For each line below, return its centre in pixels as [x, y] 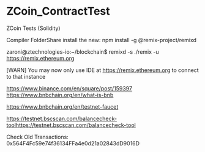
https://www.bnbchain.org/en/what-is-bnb [60, 95]
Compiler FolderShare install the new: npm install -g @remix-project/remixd [102, 40]
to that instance [26, 76]
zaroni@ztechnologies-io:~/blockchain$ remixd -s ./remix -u [83, 52]
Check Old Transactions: [37, 137]
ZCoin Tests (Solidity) [33, 28]
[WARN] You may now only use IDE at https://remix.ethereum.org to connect [102, 70]
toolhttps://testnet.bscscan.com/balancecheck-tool [71, 125]
